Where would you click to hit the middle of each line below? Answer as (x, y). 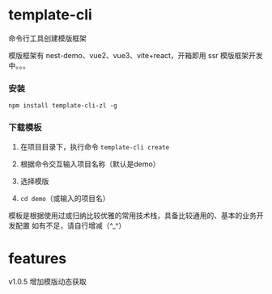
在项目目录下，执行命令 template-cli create (95, 146)
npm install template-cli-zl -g (63, 106)
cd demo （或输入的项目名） (65, 198)
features (38, 258)
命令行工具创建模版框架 (47, 38)
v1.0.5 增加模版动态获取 (47, 282)
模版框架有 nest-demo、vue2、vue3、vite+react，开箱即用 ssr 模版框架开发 (136, 55)
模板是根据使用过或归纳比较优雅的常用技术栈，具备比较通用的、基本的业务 (132, 215)
